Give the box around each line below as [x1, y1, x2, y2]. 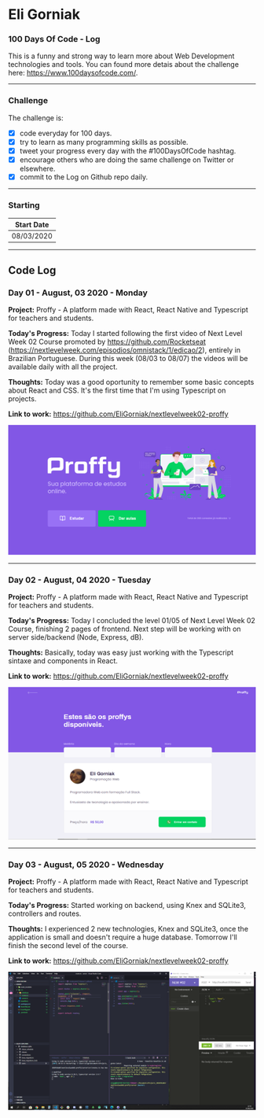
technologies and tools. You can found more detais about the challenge [8, 60, 240, 69]
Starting [8, 200, 41, 211]
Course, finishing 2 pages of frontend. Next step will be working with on [8, 624, 241, 633]
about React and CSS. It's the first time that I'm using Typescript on [8, 386, 226, 395]
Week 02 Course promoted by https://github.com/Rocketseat [8, 337, 207, 347]
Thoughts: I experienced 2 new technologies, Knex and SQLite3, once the [8, 924, 249, 934]
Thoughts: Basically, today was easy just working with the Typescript [8, 648, 234, 657]
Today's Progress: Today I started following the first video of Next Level [8, 329, 243, 338]
